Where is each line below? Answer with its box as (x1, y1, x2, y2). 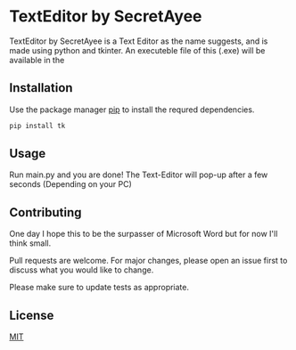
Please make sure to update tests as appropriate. (9, 282, 190, 293)
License (9, 307, 54, 322)
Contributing (9, 205, 82, 220)
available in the (9, 54, 65, 65)
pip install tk (9, 121, 66, 130)
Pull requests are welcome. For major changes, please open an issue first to (9, 256, 288, 266)
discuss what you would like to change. (9, 265, 154, 275)
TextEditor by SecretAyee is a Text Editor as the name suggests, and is (9, 36, 268, 46)
